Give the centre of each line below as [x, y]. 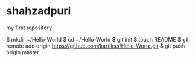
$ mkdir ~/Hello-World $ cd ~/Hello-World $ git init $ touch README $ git [97, 39]
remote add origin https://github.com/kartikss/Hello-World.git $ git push [96, 46]
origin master [23, 52]
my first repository [29, 28]
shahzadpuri [39, 11]
